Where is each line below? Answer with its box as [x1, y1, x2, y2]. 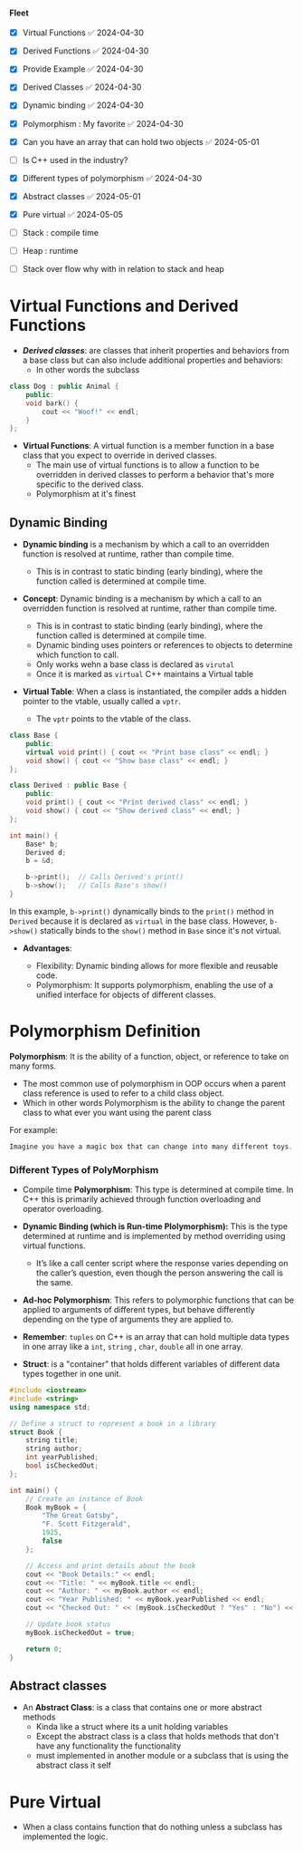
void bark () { [25, 399, 79, 408]
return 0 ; [25, 1644, 63, 1653]
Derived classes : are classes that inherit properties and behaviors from [22, 345, 289, 356]
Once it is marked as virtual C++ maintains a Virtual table [35, 669, 254, 680]
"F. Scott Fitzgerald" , [42, 1519, 131, 1529]
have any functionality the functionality [35, 1740, 182, 1751]
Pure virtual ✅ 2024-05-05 [22, 208, 124, 219]
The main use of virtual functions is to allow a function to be [35, 460, 260, 470]
